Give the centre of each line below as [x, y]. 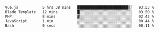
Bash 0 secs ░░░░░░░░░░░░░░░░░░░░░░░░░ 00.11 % [79, 25]
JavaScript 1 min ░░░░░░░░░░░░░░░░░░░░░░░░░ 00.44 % [79, 21]
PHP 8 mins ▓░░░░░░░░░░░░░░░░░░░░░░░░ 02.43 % [79, 16]
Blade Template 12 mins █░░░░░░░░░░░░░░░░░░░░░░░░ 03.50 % [79, 12]
